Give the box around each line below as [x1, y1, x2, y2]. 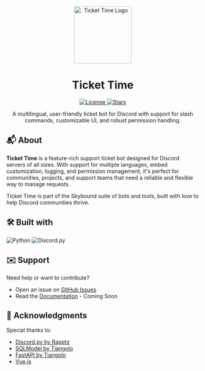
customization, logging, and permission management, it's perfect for [6, 167, 179, 175]
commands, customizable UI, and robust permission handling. [24, 116, 181, 124]
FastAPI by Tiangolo [15, 351, 66, 359]
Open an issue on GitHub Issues [15, 286, 97, 293]
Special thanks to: [6, 326, 52, 334]
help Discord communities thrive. [6, 199, 90, 206]
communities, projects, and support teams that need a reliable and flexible [6, 174, 194, 181]
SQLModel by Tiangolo [15, 345, 73, 352]
